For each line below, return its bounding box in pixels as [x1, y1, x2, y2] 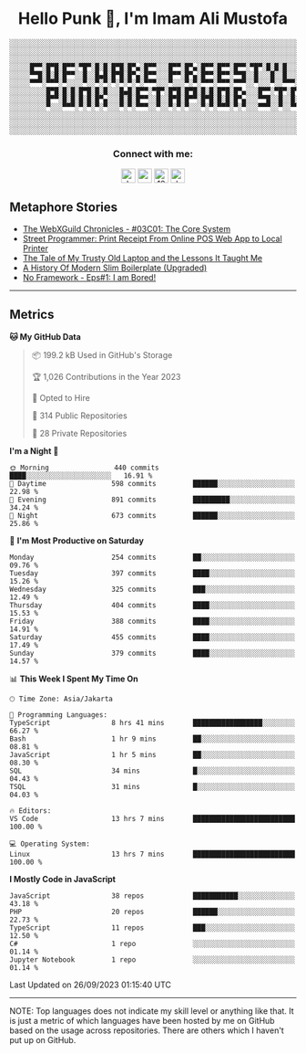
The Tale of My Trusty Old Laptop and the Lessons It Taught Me [22, 253, 263, 264]
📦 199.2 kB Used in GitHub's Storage [31, 349, 173, 360]
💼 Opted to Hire [31, 392, 91, 403]
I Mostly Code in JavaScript [9, 873, 117, 884]
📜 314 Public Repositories [31, 410, 127, 421]
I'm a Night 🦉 [9, 445, 59, 456]
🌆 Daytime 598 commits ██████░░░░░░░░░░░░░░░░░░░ [9, 479, 296, 488]
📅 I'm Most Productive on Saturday [9, 534, 144, 546]
